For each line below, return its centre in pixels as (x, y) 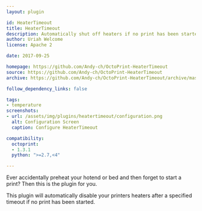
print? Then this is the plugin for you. (52, 184)
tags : (13, 100)
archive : (17, 78)
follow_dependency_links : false (47, 89)
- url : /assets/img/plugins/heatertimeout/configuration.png (84, 117)
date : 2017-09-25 (28, 56)
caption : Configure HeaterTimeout (55, 127)
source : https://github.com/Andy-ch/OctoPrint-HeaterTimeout (84, 72)
